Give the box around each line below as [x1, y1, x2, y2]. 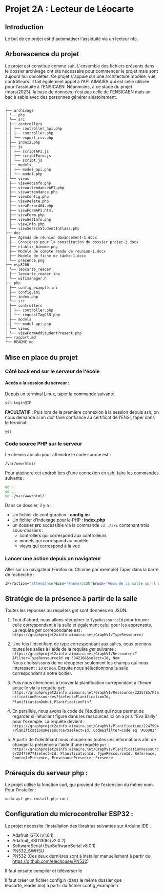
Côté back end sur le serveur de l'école [5, 368, 100, 375]
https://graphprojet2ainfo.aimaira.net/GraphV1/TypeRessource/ [12, 633, 144, 638]
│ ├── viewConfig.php [5, 194, 49, 199]
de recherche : [5, 572, 35, 577]
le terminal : [5, 419, 29, 425]
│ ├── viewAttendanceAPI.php [5, 185, 64, 190]
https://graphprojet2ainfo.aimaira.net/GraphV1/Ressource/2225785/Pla [12, 690, 159, 695]
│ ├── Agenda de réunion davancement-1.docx [5, 235, 97, 240]
